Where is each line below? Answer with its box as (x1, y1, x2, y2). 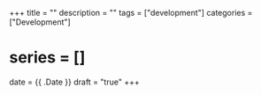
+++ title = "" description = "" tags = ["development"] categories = (9, 8, 253, 18)
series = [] (9, 47, 86, 68)
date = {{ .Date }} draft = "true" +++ (9, 77, 140, 87)
